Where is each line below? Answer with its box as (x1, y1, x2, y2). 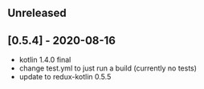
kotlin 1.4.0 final (18, 55, 71, 65)
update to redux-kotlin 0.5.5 (18, 72, 112, 82)
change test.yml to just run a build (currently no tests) (18, 63, 198, 73)
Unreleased (7, 6, 67, 20)
